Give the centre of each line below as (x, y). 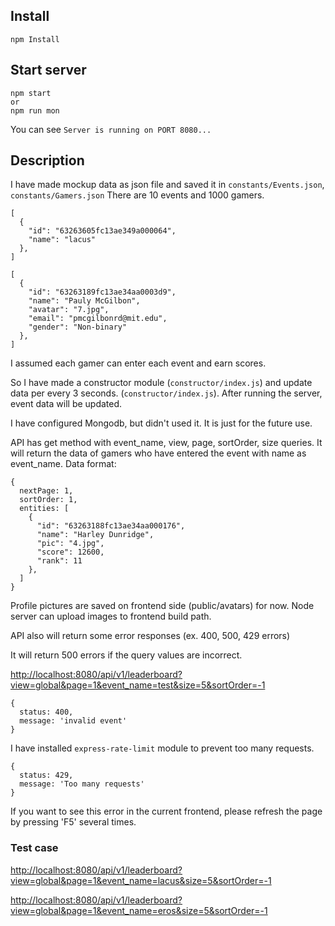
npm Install (35, 39)
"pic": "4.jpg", (70, 544)
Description (47, 160)
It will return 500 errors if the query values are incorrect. (126, 655)
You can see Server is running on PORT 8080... (111, 129)
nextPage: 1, (46, 491)
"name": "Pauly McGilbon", (84, 301)
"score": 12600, (70, 552)
